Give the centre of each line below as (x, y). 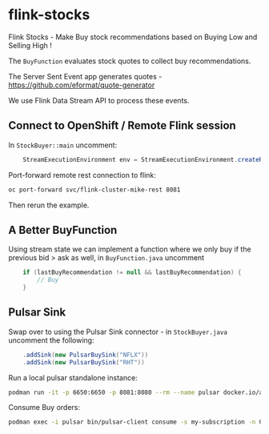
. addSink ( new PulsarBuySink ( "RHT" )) (84, 362)
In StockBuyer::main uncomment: (63, 145)
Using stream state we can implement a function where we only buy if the (130, 249)
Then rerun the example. (49, 205)
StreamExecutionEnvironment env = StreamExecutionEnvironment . (130, 159)
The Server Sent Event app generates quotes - (85, 76)
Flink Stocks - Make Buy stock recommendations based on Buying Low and (133, 37)
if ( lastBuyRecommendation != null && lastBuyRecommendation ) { (132, 273)
